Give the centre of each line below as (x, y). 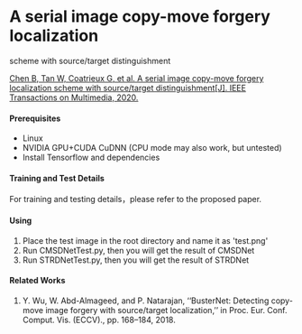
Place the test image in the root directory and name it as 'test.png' (145, 240)
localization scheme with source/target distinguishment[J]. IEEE (128, 88)
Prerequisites (35, 118)
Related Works (37, 281)
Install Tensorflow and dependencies (91, 158)
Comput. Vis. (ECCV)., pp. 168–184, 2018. (99, 320)
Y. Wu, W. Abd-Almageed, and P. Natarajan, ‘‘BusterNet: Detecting (146, 301)
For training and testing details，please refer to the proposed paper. (136, 199)
